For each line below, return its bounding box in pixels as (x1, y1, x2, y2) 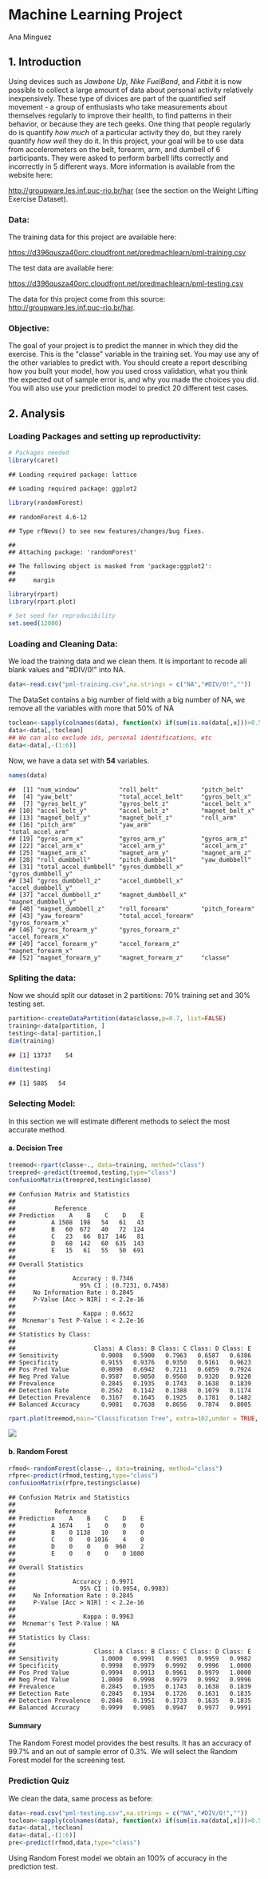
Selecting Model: (8, 1098, 76, 1109)
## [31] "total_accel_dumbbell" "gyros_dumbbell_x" (8, 863, 183, 871)
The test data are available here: (8, 263, 114, 273)
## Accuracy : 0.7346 (8, 1274, 134, 1282)
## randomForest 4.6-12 (8, 513, 88, 521)
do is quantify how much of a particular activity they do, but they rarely (8, 127, 242, 137)
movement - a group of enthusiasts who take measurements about (8, 102, 227, 111)
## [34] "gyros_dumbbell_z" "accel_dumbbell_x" (8, 876, 183, 885)
